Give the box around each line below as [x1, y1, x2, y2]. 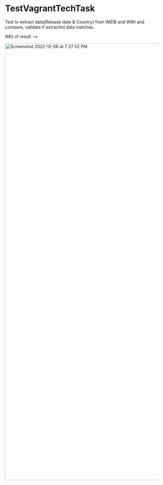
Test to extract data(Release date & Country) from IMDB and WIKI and [5, 19, 145, 25]
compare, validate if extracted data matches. [5, 24, 95, 30]
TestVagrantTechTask [5, 3, 96, 14]
